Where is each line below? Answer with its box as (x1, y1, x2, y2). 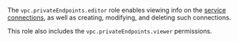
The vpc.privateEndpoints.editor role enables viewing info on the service (7, 6, 227, 14)
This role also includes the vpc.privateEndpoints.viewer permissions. (7, 27, 212, 35)
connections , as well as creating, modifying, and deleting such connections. (7, 13, 232, 22)
